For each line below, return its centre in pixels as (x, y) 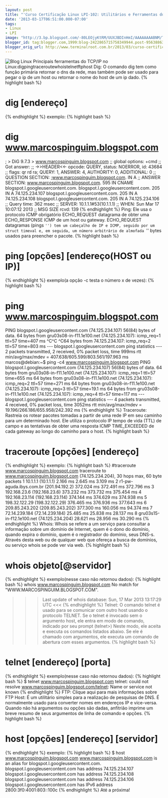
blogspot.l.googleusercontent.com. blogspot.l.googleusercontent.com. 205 (82, 188)
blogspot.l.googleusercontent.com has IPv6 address (59, 785)
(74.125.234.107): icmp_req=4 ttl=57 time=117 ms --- (91, 394)
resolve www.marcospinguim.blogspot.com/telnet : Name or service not (79, 687)
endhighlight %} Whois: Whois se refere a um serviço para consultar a (77, 524)
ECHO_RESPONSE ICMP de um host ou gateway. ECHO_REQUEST (73, 220)
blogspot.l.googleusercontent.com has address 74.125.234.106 (69, 779)
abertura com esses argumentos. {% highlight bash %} (99, 642)
